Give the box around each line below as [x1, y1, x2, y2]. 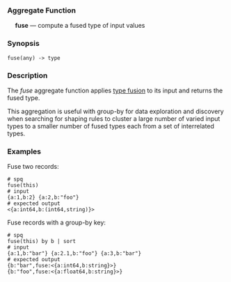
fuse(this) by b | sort [7, 238, 77, 245]
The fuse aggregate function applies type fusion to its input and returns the [7, 86, 223, 94]
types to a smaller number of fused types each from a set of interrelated [7, 122, 214, 130]
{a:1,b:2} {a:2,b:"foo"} [7, 194, 79, 201]
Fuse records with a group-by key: [7, 218, 106, 227]
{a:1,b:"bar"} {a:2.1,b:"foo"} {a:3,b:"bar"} [7, 250, 141, 257]
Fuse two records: [7, 163, 59, 171]
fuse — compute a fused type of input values [15, 22, 145, 30]
